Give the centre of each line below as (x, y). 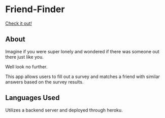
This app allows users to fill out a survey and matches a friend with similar (82, 76)
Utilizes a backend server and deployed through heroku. (64, 110)
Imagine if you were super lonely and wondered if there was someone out (82, 51)
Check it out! (19, 23)
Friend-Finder (35, 9)
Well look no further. (26, 66)
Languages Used (32, 98)
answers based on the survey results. (44, 82)
